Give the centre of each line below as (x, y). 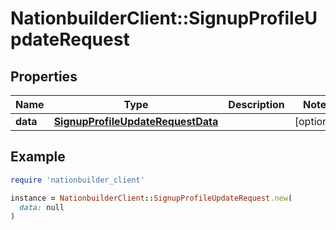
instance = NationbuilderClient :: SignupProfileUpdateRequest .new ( (151, 198)
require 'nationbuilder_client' (77, 180)
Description (256, 104)
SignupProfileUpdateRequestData (136, 121)
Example (38, 157)
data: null (42, 207)
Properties (44, 76)
